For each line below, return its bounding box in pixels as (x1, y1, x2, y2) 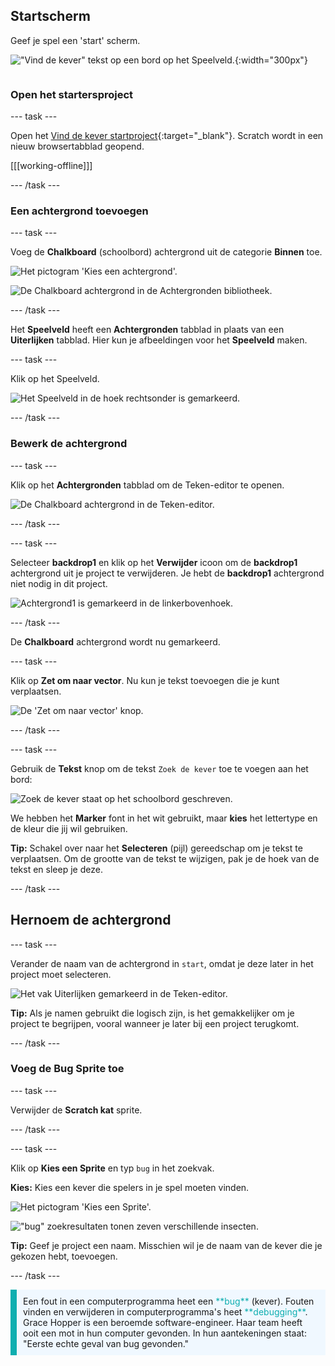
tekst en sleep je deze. (10, 863, 103, 875)
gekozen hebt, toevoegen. (10, 1250, 118, 1262)
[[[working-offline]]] (10, 160, 93, 172)
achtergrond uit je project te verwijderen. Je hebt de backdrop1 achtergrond (10, 567, 325, 579)
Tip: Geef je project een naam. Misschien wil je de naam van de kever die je (10, 1239, 323, 1251)
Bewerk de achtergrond (10, 437, 128, 451)
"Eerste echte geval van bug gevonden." (23, 1337, 190, 1349)
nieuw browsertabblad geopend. (10, 140, 145, 153)
